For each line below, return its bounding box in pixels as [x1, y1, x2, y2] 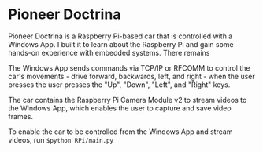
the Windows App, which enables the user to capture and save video [8, 103, 232, 113]
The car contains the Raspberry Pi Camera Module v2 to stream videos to [8, 95, 247, 104]
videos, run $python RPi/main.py [8, 135, 114, 144]
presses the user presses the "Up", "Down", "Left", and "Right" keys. [8, 80, 231, 89]
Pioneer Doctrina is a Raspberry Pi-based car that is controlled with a [8, 31, 233, 41]
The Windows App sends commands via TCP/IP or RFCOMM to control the [8, 63, 250, 72]
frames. [8, 111, 34, 121]
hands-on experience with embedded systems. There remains [8, 48, 210, 57]
